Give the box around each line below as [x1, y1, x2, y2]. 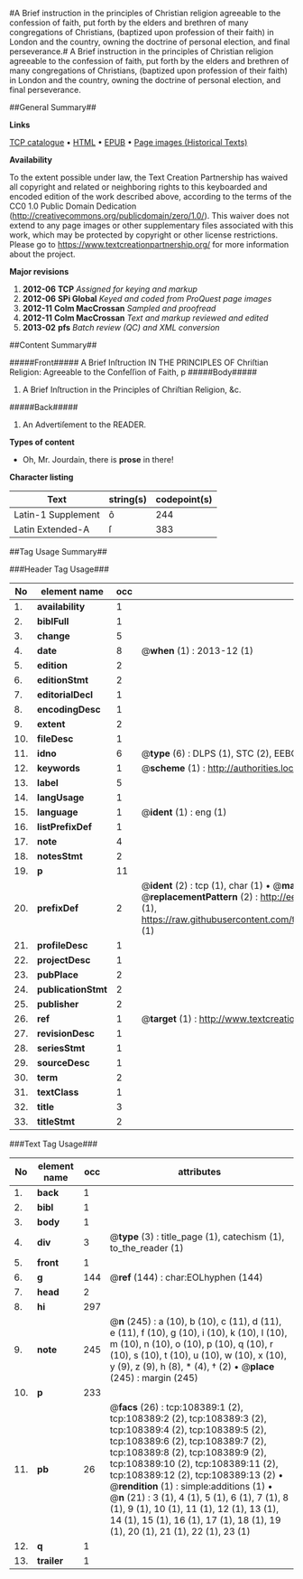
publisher [37, 998, 79, 1010]
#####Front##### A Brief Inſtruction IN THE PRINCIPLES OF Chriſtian [9, 357, 269, 368]
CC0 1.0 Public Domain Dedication [9, 201, 137, 211]
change [37, 630, 70, 642]
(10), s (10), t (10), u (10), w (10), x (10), [109, 1350, 287, 1361]
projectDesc [37, 954, 91, 966]
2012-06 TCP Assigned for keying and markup [22, 284, 198, 294]
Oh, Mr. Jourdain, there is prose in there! [22, 454, 174, 464]
